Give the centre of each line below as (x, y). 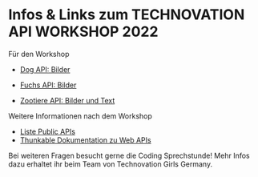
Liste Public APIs (48, 131)
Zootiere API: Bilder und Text (67, 100)
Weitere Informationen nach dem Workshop (80, 116)
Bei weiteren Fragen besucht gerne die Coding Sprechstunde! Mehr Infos (129, 155)
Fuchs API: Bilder (48, 85)
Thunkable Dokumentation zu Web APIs (85, 140)
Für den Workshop (39, 54)
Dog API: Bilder (45, 69)
